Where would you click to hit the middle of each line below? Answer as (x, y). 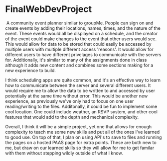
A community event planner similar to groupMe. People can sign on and (80, 23)
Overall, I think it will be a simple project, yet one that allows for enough (79, 126)
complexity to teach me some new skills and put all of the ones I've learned (83, 132)
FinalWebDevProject (49, 9)
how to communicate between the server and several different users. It (78, 85)
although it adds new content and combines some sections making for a (79, 65)
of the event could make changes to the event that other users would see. (81, 39)
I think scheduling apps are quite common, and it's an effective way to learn (83, 80)
